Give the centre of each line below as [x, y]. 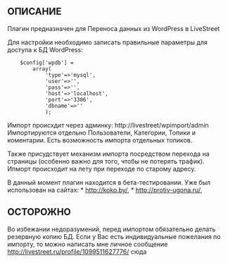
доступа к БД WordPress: [45, 49]
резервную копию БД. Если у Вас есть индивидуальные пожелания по [114, 236]
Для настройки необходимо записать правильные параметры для [107, 42]
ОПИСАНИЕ [34, 12]
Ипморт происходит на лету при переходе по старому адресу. [102, 169]
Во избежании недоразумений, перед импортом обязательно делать [112, 229]
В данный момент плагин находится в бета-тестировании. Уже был [109, 182]
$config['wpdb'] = [47, 63]
